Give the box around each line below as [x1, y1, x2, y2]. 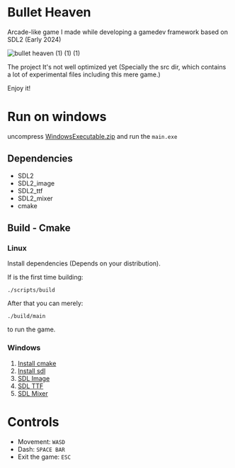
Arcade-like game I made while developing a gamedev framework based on [7, 28, 229, 36]
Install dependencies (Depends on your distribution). [7, 259, 161, 268]
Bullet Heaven [7, 4, 91, 21]
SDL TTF [17, 382, 44, 390]
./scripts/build [7, 287, 55, 294]
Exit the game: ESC [17, 452, 71, 461]
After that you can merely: [7, 299, 84, 308]
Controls [7, 413, 59, 430]
